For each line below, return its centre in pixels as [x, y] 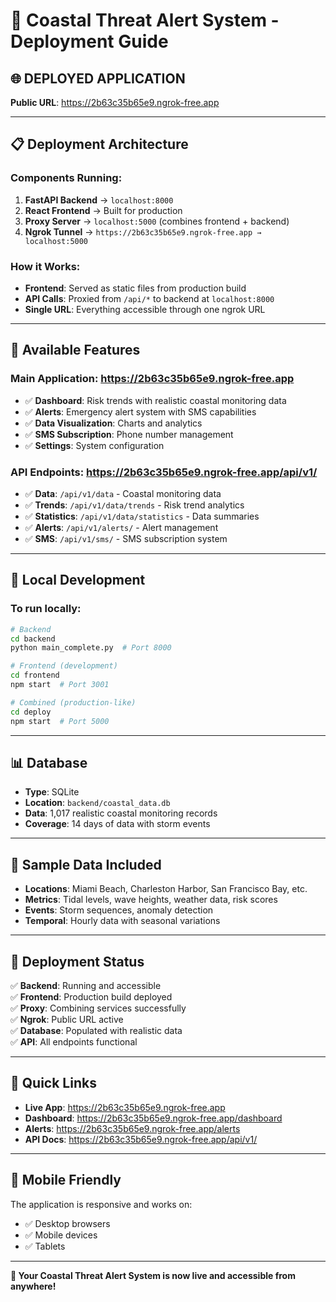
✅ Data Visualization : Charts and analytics [113, 423]
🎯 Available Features [75, 350]
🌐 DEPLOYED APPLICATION [98, 78]
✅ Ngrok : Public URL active [67, 1019]
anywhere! [33, 1286]
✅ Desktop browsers [67, 1223]
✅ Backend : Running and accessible [86, 985]
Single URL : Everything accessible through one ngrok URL [145, 309]
